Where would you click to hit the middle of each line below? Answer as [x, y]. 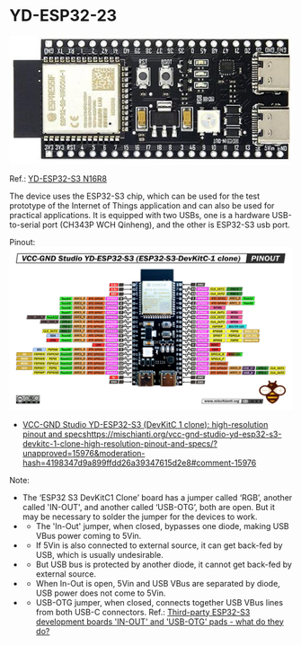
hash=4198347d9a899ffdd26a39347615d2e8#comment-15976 [139, 463]
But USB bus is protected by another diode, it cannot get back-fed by [164, 564]
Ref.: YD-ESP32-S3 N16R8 [58, 178]
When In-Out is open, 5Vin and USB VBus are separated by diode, [158, 583]
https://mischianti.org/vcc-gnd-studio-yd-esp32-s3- [184, 434]
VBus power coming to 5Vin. [89, 535]
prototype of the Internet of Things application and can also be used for [142, 205]
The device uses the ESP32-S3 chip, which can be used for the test [135, 196]
